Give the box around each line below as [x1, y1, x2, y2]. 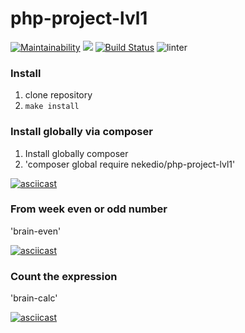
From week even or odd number [10, 202, 168, 216]
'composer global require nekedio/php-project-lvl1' [24, 158, 236, 170]
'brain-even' [10, 225, 62, 237]
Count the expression [10, 269, 118, 283]
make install [24, 102, 80, 112]
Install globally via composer [10, 125, 153, 139]
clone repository [24, 89, 93, 101]
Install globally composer [24, 147, 129, 159]
